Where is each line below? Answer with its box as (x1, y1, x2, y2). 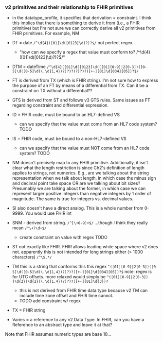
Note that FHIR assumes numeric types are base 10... (5, 331, 111, 337)
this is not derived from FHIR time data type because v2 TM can (19, 288, 148, 293)
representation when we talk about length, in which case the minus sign (12, 175, 157, 181)
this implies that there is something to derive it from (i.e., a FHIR (12, 20, 140, 26)
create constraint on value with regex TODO (19, 235, 108, 240)
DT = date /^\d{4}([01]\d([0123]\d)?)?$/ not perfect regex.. (12, 40, 135, 46)
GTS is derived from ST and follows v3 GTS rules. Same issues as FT (12, 97, 151, 103)
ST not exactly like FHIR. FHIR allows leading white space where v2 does (12, 244, 158, 250)
